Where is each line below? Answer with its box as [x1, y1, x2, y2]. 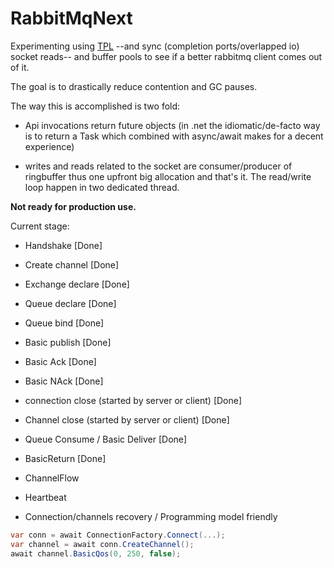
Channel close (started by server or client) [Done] [24, 413, 230, 426]
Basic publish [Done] [24, 336, 112, 348]
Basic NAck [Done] [24, 375, 104, 387]
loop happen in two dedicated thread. [24, 181, 180, 193]
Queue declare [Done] [24, 297, 117, 309]
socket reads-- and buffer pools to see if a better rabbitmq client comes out [10, 50, 323, 62]
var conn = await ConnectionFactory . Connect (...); [10, 530, 226, 540]
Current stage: [10, 220, 70, 232]
